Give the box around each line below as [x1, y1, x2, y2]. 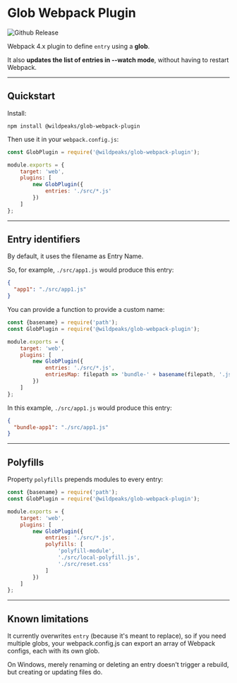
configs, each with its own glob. [7, 647, 100, 655]
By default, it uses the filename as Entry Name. [7, 252, 144, 260]
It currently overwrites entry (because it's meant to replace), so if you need [7, 631, 226, 640]
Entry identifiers [7, 234, 80, 246]
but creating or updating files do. [7, 668, 103, 677]
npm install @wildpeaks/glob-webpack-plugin [7, 122, 140, 130]
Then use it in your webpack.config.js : [7, 135, 119, 143]
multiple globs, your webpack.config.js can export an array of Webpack [7, 639, 216, 648]
